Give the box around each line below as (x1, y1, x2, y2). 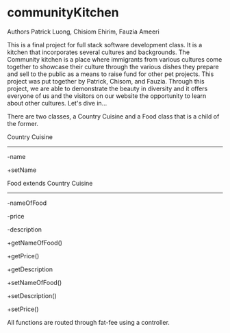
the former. (7, 119, 39, 127)
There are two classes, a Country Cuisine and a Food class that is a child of (7, 112, 220, 121)
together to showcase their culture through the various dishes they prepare (7, 62, 219, 71)
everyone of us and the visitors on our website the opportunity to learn (7, 91, 207, 100)
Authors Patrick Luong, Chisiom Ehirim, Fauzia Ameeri (7, 27, 159, 36)
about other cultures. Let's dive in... (7, 99, 107, 107)
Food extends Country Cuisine (7, 179, 93, 187)
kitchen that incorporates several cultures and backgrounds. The (7, 48, 190, 56)
